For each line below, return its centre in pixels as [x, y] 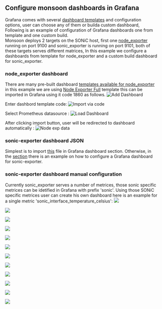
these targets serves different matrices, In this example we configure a [76, 51]
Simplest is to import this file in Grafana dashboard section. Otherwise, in [78, 151]
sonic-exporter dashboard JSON [45, 141]
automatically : [20, 128]
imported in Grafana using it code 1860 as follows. [55, 95]
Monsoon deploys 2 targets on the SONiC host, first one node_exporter [76, 40]
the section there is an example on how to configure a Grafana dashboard [79, 156]
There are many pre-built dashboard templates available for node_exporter [80, 84]
